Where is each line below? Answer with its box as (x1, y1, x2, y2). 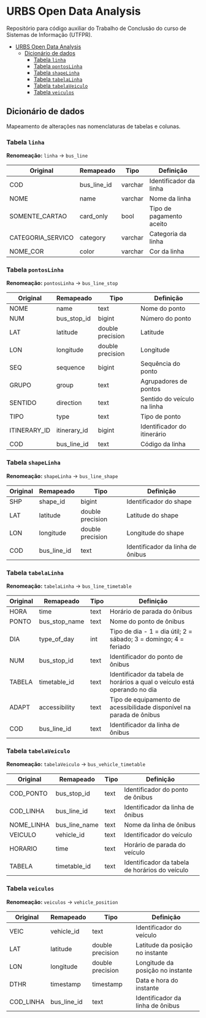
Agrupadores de (140, 377, 188, 386)
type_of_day (39, 634, 75, 643)
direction (56, 398, 82, 407)
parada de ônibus (109, 710, 161, 719)
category (79, 234, 106, 242)
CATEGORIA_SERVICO (9, 234, 74, 242)
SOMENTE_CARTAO (9, 212, 67, 221)
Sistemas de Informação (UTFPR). (6, 31, 93, 38)
